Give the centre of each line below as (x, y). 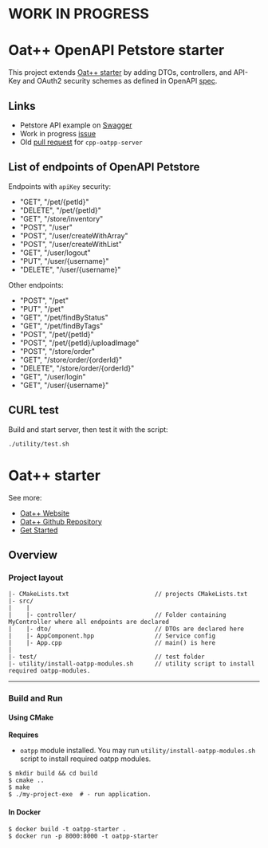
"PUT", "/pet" (42, 308)
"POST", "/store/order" (57, 351)
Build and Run (36, 698)
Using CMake (31, 717)
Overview (33, 555)
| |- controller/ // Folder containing (117, 615)
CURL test (33, 410)
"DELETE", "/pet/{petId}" (60, 210)
